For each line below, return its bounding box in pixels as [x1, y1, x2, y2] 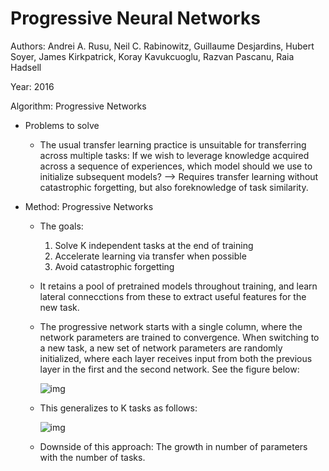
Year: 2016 [10, 80, 55, 92]
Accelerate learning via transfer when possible [54, 250, 247, 262]
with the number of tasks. [39, 451, 146, 463]
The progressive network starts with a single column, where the [39, 320, 303, 332]
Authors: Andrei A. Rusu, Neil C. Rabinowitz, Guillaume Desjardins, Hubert [10, 40, 315, 52]
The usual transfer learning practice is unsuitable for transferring [39, 138, 307, 151]
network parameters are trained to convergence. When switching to [39, 331, 320, 343]
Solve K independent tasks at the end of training [54, 239, 254, 251]
